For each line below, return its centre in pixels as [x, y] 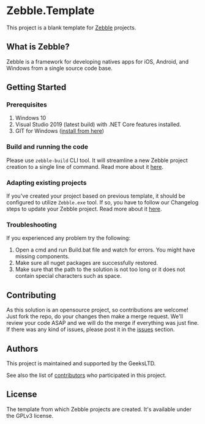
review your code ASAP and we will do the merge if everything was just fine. [102, 323]
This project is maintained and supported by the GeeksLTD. [81, 363]
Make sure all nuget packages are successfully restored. [87, 263]
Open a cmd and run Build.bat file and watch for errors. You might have [105, 250]
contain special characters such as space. [68, 276]
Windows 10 [31, 118]
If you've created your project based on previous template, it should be [96, 196]
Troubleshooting [32, 225]
